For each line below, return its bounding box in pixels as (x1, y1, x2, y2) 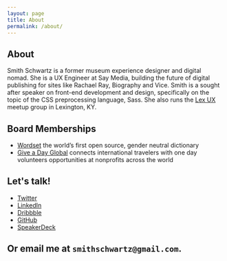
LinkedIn (17, 201, 42, 209)
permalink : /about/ (7, 23, 63, 30)
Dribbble (17, 208, 42, 216)
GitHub (17, 216, 38, 224)
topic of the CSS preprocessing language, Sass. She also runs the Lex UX (7, 95, 216, 104)
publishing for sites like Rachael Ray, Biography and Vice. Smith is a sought (7, 81, 220, 89)
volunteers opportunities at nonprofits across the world (17, 156, 174, 163)
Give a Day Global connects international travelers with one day (17, 148, 197, 157)
